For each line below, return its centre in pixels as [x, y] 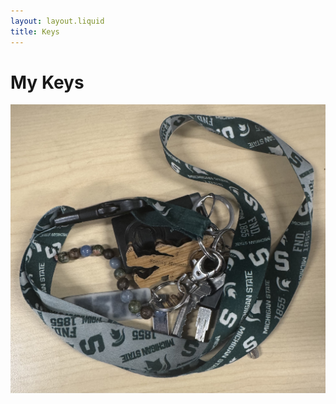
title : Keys [35, 31]
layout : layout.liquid [57, 21]
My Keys [47, 82]
